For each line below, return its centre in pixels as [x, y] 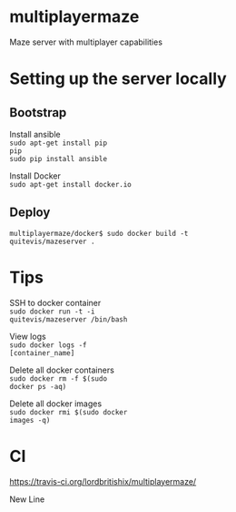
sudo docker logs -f [49, 345]
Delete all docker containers [62, 370]
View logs [28, 336]
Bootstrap [38, 113]
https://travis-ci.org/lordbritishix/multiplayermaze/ [103, 481]
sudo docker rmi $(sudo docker [69, 412]
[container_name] [42, 353]
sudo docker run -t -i [52, 312]
